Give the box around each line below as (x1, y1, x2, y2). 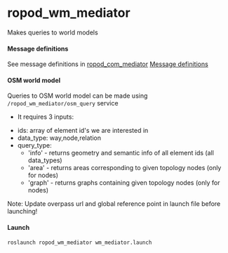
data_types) (27, 156, 62, 164)
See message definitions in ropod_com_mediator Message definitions (7, 60, 208, 68)
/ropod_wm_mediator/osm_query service (7, 99, 119, 108)
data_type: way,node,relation (17, 134, 102, 142)
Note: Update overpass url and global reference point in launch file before (7, 200, 221, 208)
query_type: (17, 141, 52, 150)
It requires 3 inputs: (17, 112, 74, 121)
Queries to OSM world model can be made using (7, 91, 148, 100)
